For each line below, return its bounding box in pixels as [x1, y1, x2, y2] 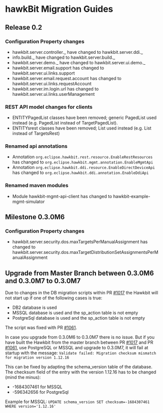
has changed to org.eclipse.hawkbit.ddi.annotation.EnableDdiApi [12, 169, 149, 176]
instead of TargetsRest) [12, 130, 60, 136]
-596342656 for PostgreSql [12, 389, 69, 395]
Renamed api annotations [5, 143, 68, 150]
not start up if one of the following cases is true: [5, 295, 102, 301]
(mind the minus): [5, 374, 41, 380]
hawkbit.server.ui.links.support [12, 70, 75, 76]
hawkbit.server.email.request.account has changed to [12, 75, 122, 81]
